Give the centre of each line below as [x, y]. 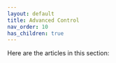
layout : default [31, 14]
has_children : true [36, 33]
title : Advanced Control [43, 20]
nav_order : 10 [28, 27]
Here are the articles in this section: [58, 53]
